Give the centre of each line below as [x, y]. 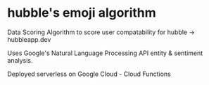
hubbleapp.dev [29, 39]
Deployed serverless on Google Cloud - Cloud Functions [89, 74]
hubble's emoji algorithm [82, 13]
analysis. [20, 60]
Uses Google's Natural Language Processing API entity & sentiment [105, 53]
